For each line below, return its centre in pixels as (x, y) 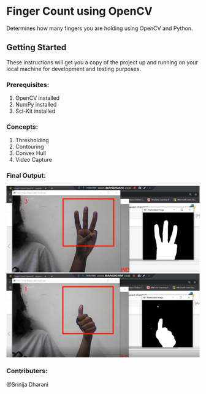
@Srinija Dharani (28, 384)
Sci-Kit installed (35, 111)
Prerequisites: (28, 85)
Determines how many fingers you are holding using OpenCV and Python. (100, 28)
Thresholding (32, 140)
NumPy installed (36, 105)
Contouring (29, 147)
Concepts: (22, 127)
